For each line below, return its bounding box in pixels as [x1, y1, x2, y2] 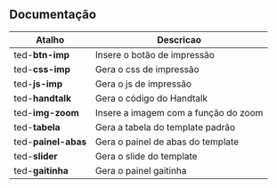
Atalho [35, 33, 65, 45]
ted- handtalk [13, 92, 71, 104]
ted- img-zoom [13, 106, 80, 119]
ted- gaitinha [13, 164, 69, 176]
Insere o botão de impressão [94, 48, 216, 61]
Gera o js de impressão [94, 78, 192, 90]
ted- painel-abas [13, 135, 87, 148]
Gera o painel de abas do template [94, 135, 239, 148]
